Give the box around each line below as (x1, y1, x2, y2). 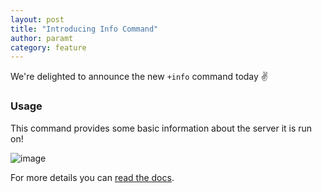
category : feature (10, 42, 87, 53)
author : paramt (10, 33, 74, 43)
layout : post (10, 14, 65, 25)
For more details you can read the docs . (10, 171, 175, 183)
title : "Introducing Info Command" (10, 24, 159, 34)
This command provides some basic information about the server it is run (10, 122, 313, 134)
